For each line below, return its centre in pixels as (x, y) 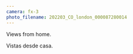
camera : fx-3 (22, 12)
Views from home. (29, 34)
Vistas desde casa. (30, 46)
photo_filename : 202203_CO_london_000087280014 (67, 17)
